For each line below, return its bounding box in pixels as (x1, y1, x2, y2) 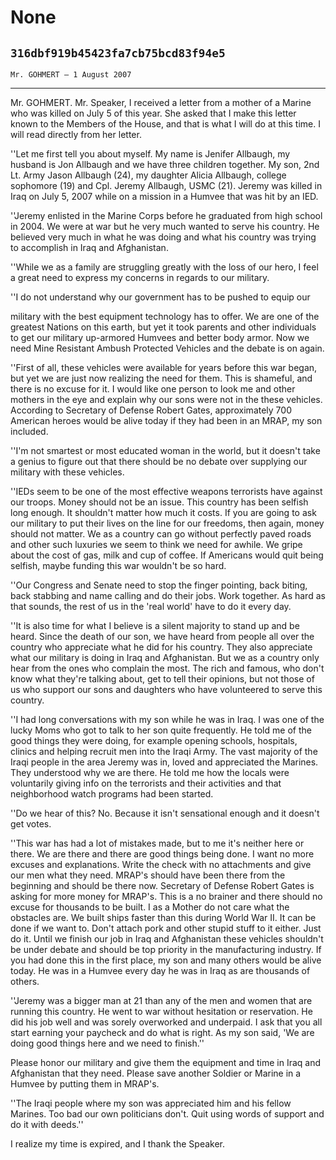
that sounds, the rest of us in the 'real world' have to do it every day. (10, 601, 292, 612)
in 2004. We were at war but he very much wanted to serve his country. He (10, 221, 320, 232)
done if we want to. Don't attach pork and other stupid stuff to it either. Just (10, 922, 322, 934)
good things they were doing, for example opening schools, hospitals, (10, 735, 298, 746)
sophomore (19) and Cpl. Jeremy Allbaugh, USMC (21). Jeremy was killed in (10, 180, 323, 191)
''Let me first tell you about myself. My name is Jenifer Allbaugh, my (10, 148, 291, 160)
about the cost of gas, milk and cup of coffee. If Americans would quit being (10, 549, 324, 561)
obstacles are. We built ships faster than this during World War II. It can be (10, 912, 317, 923)
